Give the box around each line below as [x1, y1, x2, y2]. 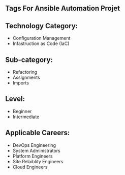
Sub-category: [5, 55, 53, 64]
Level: [5, 95, 25, 103]
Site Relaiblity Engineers [12, 158, 64, 164]
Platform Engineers [12, 153, 53, 159]
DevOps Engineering [12, 142, 56, 148]
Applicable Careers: [5, 128, 70, 137]
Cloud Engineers [12, 164, 48, 170]
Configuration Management [12, 35, 71, 41]
